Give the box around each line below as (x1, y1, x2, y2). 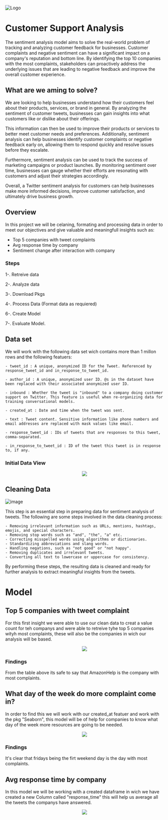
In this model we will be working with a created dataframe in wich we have (5, 789, 159, 795)
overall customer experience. (5, 71, 66, 77)
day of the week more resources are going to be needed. (5, 721, 123, 727)
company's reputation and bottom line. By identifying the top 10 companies (5, 55, 161, 61)
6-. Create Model (5, 310, 41, 316)
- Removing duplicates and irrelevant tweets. (5, 550, 105, 555)
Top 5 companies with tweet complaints (12, 237, 96, 243)
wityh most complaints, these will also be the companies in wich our (5, 630, 147, 636)
